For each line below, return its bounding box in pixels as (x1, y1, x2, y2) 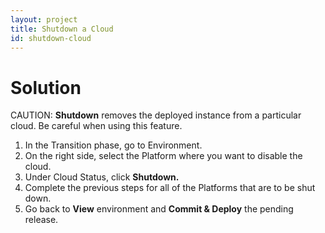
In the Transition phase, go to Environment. (24, 139, 203, 151)
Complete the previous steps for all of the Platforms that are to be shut (24, 182, 316, 194)
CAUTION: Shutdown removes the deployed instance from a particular (10, 109, 302, 121)
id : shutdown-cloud (10, 33, 92, 43)
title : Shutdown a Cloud (10, 24, 114, 34)
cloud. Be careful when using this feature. (10, 120, 183, 132)
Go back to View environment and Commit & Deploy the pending (24, 203, 294, 215)
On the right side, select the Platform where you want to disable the (24, 150, 303, 162)
